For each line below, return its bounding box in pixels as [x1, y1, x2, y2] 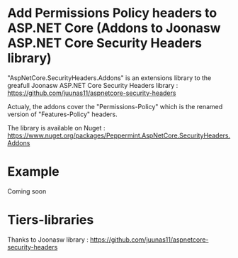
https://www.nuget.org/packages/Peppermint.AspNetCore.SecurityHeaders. [7, 131, 231, 140]
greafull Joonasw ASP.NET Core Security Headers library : [7, 81, 178, 89]
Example [7, 164, 59, 180]
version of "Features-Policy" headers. [7, 110, 118, 118]
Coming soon [7, 186, 47, 196]
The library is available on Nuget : [7, 123, 106, 132]
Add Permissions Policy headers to [7, 5, 217, 21]
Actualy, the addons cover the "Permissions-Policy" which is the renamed [7, 102, 223, 111]
